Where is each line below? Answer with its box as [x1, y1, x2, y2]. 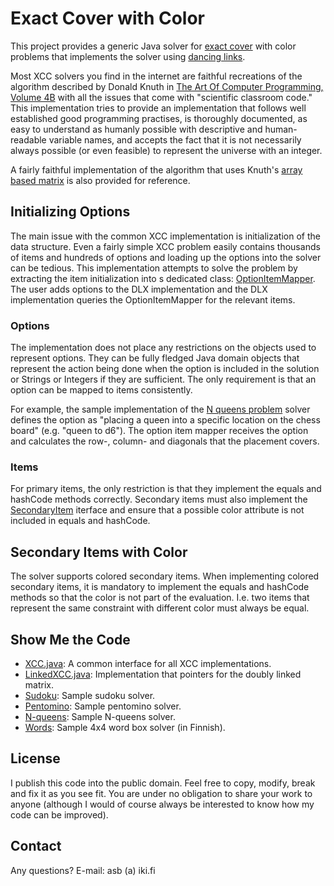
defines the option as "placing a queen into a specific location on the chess [10, 414, 321, 426]
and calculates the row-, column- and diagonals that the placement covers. [10, 435, 320, 447]
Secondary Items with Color [10, 543, 188, 561]
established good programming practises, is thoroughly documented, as [10, 112, 308, 124]
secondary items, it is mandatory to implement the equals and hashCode [10, 581, 310, 593]
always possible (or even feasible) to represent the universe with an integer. [10, 144, 323, 156]
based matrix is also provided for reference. [10, 174, 191, 186]
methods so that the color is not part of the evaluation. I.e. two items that [10, 592, 310, 604]
